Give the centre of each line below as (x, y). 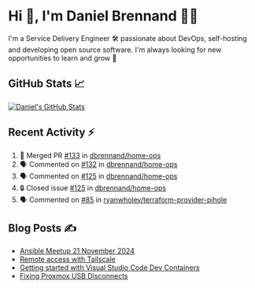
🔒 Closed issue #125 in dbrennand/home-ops (93, 187)
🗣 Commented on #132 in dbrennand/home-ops (98, 164)
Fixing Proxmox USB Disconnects (74, 276)
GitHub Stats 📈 (46, 84)
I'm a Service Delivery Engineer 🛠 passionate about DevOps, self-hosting (128, 38)
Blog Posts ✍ (42, 228)
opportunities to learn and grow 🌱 (63, 57)
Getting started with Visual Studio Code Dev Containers (109, 268)
